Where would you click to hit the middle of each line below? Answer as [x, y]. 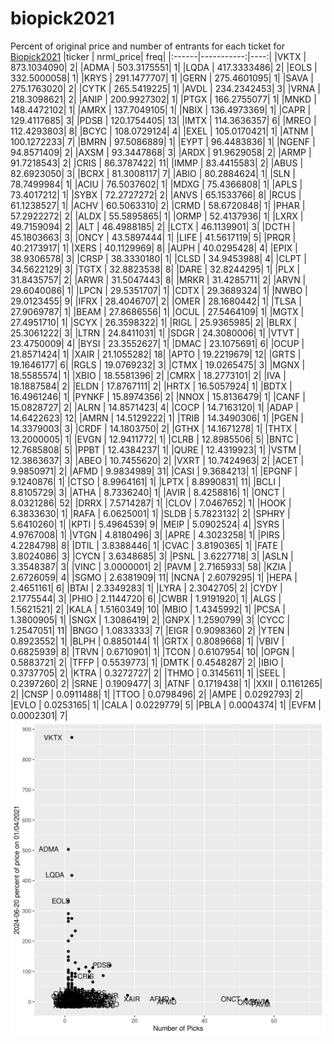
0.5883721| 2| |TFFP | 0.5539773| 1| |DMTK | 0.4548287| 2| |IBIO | [147, 662]
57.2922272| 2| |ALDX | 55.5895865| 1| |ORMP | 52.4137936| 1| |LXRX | [157, 216]
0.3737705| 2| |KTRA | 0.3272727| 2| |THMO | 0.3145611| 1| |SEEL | [148, 673]
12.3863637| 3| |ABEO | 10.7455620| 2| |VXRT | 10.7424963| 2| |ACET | [157, 460]
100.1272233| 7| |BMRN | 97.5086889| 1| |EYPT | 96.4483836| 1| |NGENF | [163, 141]
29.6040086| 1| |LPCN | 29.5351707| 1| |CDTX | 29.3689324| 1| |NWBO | [159, 290]
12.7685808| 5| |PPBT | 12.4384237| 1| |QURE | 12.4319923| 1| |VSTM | [156, 449]
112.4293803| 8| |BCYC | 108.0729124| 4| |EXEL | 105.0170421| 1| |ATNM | [162, 131]
